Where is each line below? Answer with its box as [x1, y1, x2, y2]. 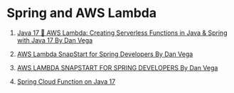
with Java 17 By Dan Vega [16, 35, 93, 44]
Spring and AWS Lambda [6, 5, 157, 21]
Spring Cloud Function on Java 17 [16, 77, 116, 86]
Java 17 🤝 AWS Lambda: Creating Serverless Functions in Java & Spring [16, 28, 228, 37]
